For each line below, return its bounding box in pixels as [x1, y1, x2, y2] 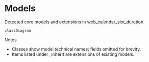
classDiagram [4, 28, 31, 33]
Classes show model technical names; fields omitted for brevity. [11, 46, 141, 52]
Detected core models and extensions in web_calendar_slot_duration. [4, 19, 145, 25]
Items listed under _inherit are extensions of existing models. [11, 51, 135, 57]
